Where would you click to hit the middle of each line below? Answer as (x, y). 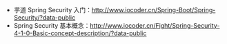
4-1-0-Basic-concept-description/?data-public (80, 33)
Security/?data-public (45, 18)
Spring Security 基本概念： (52, 25)
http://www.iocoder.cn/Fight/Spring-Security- (155, 25)
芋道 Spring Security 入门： (52, 10)
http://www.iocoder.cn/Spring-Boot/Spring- (154, 10)
